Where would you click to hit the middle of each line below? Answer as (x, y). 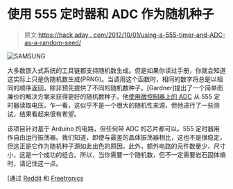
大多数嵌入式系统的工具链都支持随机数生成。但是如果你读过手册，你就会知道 (116, 70)
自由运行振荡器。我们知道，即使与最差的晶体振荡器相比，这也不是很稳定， (119, 137)
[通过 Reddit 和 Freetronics (45, 178)
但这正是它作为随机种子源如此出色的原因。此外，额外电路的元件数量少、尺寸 (116, 146)
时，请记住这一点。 (35, 163)
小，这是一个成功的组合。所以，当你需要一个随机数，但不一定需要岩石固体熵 (116, 154)
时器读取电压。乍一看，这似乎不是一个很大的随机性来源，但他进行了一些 (110, 105)
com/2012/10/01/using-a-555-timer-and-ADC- (159, 35)
